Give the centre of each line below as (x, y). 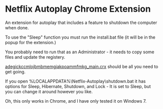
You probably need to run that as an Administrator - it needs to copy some (80, 52)
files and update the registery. (35, 57)
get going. (15, 71)
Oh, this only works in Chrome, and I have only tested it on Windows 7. (76, 101)
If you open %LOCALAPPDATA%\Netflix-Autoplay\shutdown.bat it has (75, 81)
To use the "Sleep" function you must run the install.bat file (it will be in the (80, 37)
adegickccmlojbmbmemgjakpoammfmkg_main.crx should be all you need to (82, 66)
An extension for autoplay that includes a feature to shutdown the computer (81, 22)
